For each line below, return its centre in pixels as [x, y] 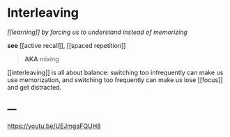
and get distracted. [34, 87]
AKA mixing [41, 59]
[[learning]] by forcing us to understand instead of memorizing [98, 32]
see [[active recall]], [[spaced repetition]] [67, 45]
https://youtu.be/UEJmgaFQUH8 [54, 126]
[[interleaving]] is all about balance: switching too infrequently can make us [115, 72]
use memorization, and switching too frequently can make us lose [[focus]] [115, 80]
